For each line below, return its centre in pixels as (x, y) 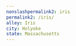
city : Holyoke (24, 28)
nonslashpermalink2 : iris (38, 12)
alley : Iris (21, 23)
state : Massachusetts (33, 34)
